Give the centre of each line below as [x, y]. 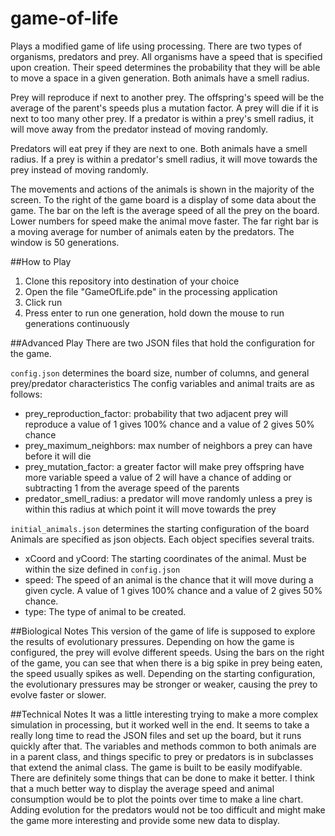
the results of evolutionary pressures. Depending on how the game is [152, 641]
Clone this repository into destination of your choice [132, 281]
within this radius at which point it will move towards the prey [150, 509]
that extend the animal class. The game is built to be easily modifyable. [156, 767]
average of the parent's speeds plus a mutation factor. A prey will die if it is [164, 108]
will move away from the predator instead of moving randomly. [139, 129]
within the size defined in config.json [102, 569]
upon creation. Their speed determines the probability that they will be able [165, 67]
